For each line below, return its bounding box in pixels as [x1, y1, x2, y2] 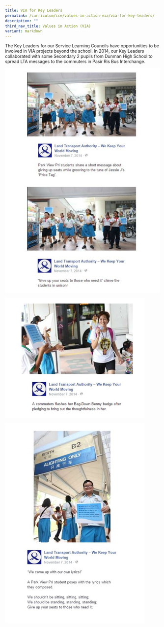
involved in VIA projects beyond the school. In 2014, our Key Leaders [5, 48, 144, 54]
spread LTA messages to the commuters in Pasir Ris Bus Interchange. [5, 59, 146, 65]
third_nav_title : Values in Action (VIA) [5, 24, 91, 29]
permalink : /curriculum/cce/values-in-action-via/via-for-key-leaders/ [5, 13, 155, 18]
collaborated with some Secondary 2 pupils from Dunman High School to [5, 53, 153, 59]
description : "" [5, 18, 38, 23]
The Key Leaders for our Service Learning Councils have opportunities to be [5, 43, 160, 49]
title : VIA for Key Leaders [5, 8, 63, 13]
